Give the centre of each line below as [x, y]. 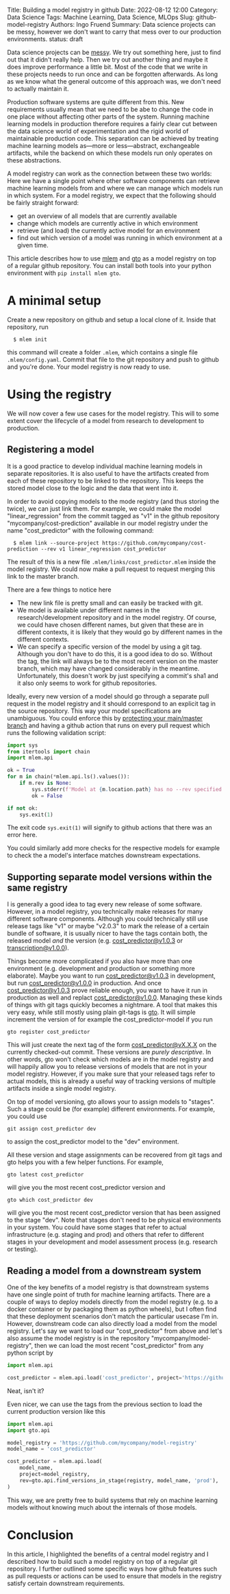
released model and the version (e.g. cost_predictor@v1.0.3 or [95, 941]
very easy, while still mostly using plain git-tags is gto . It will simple [102, 1012]
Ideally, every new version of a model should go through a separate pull [108, 696]
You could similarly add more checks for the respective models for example [114, 848]
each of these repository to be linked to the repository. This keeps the [105, 481]
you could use [27, 1116]
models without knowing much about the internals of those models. [102, 1507]
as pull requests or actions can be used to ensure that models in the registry [115, 1575]
